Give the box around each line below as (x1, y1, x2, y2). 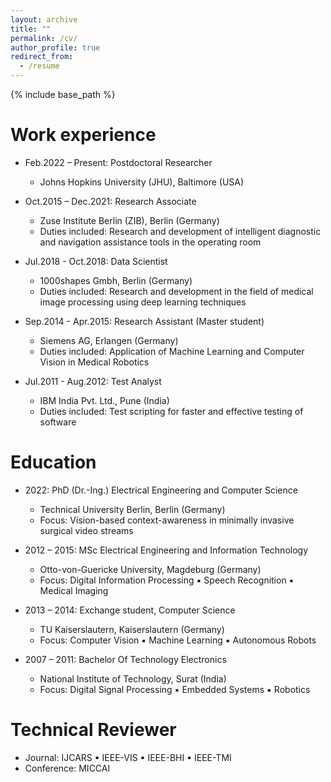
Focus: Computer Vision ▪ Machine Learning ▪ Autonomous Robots (39, 634, 317, 646)
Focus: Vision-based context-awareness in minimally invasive (39, 514, 295, 526)
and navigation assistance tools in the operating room (39, 236, 262, 248)
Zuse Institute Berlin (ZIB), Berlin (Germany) (39, 214, 220, 226)
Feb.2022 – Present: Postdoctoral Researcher (24, 156, 213, 168)
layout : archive (10, 14, 78, 25)
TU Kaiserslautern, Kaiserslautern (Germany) (39, 623, 225, 635)
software (39, 416, 77, 428)
